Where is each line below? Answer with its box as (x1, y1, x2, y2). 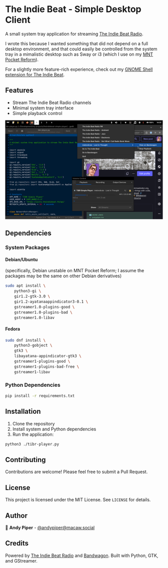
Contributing (5, 456, 46, 464)
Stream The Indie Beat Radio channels (12, 99, 91, 105)
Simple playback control (12, 110, 62, 116)
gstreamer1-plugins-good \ (14, 359, 70, 364)
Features (5, 86, 33, 95)
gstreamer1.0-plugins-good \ (14, 304, 75, 309)
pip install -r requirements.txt (5, 393, 75, 399)
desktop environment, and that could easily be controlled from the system (5, 46, 157, 52)
